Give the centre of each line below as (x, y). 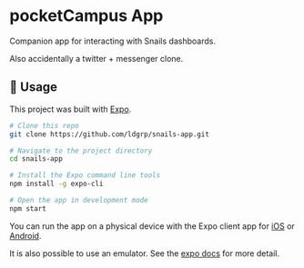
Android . (25, 235)
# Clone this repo (44, 125)
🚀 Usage (33, 87)
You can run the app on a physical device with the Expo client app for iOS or (152, 226)
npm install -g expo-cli (56, 184)
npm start (28, 208)
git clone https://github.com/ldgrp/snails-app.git (109, 134)
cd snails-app (36, 159)
